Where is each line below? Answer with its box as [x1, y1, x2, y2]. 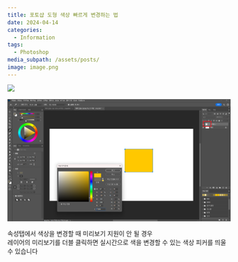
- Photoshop [13, 49, 50, 56]
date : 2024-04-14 [7, 18, 59, 26]
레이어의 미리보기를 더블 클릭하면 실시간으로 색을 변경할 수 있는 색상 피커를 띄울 [7, 238, 227, 246]
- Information [13, 34, 55, 41]
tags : [7, 41, 23, 49]
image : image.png [7, 64, 59, 71]
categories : [7, 26, 42, 33]
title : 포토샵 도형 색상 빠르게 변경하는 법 [7, 11, 119, 18]
